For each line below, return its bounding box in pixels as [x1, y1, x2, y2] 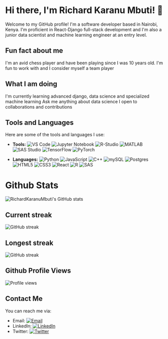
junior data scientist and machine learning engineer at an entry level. [5, 32, 147, 38]
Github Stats [5, 180, 59, 191]
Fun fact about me [5, 46, 63, 55]
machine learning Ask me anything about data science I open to [5, 98, 137, 105]
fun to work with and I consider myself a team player [5, 65, 114, 71]
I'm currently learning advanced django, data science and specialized [5, 93, 150, 99]
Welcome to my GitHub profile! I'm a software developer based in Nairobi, [5, 21, 158, 27]
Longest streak [5, 238, 54, 247]
